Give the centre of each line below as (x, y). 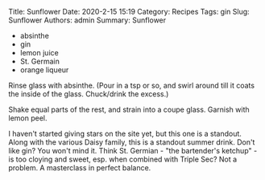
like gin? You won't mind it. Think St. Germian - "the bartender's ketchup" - (133, 151)
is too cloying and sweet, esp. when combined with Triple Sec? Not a (123, 159)
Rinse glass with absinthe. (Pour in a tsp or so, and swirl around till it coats (132, 85)
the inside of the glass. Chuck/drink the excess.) (89, 94)
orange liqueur (44, 70)
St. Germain (40, 61)
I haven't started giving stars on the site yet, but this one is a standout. (125, 133)
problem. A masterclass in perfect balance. (80, 168)
